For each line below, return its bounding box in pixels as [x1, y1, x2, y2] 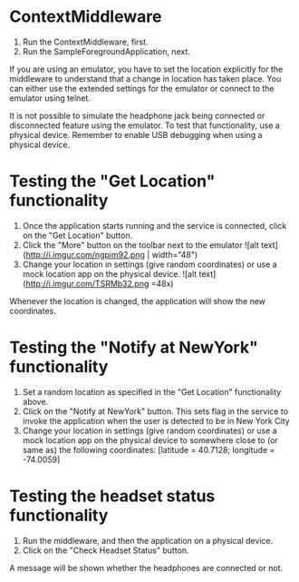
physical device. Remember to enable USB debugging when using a [9, 129, 263, 140]
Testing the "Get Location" [9, 171, 216, 192]
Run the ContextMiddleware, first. [22, 36, 149, 47]
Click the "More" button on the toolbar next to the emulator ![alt [22, 239, 260, 251]
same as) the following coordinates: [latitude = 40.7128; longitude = [22, 444, 275, 455]
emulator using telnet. [9, 93, 91, 104]
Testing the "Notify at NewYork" [9, 338, 258, 358]
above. [22, 396, 49, 407]
